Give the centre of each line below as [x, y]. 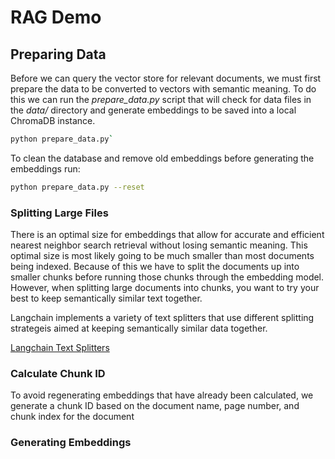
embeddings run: [45, 168]
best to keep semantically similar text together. [106, 298]
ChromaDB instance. [53, 120]
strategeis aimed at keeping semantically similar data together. [139, 328]
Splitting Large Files [59, 213]
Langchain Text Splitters [60, 348]
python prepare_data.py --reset [77, 187]
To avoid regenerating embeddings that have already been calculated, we [162, 395]
